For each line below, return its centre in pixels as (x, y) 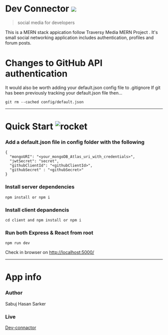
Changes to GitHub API (54, 63)
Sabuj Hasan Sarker (25, 303)
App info (23, 277)
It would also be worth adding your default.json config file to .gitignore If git (83, 87)
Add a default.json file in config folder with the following (75, 142)
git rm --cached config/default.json (44, 102)
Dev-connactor (21, 327)
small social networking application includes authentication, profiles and (79, 37)
